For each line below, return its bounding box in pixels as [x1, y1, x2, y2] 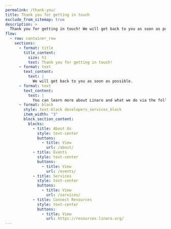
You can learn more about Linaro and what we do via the [32, 97, 156, 103]
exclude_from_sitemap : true [5, 17, 65, 22]
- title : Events [32, 150, 67, 155]
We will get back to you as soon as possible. [32, 79, 133, 84]
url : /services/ [46, 192, 81, 197]
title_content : [23, 50, 56, 55]
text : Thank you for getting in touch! [27, 60, 113, 65]
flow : [5, 31, 17, 36]
